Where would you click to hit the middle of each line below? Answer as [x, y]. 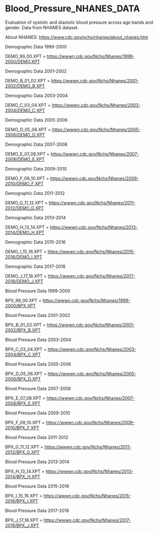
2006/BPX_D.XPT [23, 379]
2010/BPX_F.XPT [22, 428]
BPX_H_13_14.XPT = [25, 471]
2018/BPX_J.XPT [22, 525]
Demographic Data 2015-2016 [35, 242]
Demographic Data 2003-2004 [36, 95]
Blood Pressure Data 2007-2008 [38, 388]
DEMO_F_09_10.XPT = [27, 178]
